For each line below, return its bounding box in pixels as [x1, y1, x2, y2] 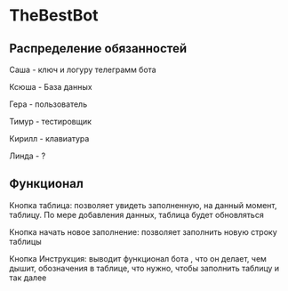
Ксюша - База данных [9, 82, 92, 92]
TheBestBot [9, 5, 99, 26]
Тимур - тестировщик [9, 117, 92, 126]
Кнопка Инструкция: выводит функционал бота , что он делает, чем [9, 253, 267, 263]
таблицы [9, 236, 42, 247]
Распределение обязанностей [9, 41, 188, 56]
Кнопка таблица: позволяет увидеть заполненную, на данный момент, [9, 199, 277, 210]
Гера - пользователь [9, 99, 87, 109]
